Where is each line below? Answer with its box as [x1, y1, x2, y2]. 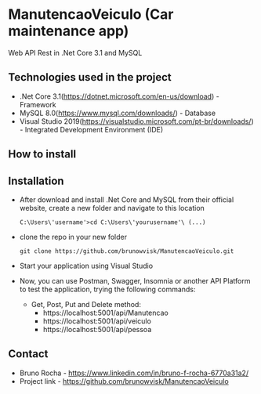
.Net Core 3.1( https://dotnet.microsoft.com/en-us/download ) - [19, 92, 219, 101]
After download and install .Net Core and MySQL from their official [19, 194, 234, 204]
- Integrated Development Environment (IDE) [19, 125, 164, 134]
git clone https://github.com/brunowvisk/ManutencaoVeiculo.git [19, 247, 234, 255]
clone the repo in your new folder [19, 232, 128, 241]
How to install [8, 147, 77, 161]
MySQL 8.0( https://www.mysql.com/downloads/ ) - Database [19, 108, 216, 117]
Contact [8, 347, 49, 361]
